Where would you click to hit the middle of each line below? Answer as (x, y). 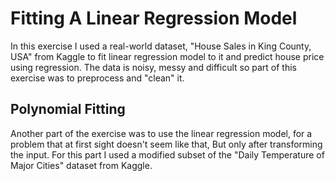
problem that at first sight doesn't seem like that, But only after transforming (166, 144)
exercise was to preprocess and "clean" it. (97, 78)
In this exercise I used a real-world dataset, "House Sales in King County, (161, 46)
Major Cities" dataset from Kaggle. (81, 165)
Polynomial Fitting (68, 109)
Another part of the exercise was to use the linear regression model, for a (161, 133)
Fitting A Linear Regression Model (154, 18)
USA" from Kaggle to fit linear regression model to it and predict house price (167, 56)
